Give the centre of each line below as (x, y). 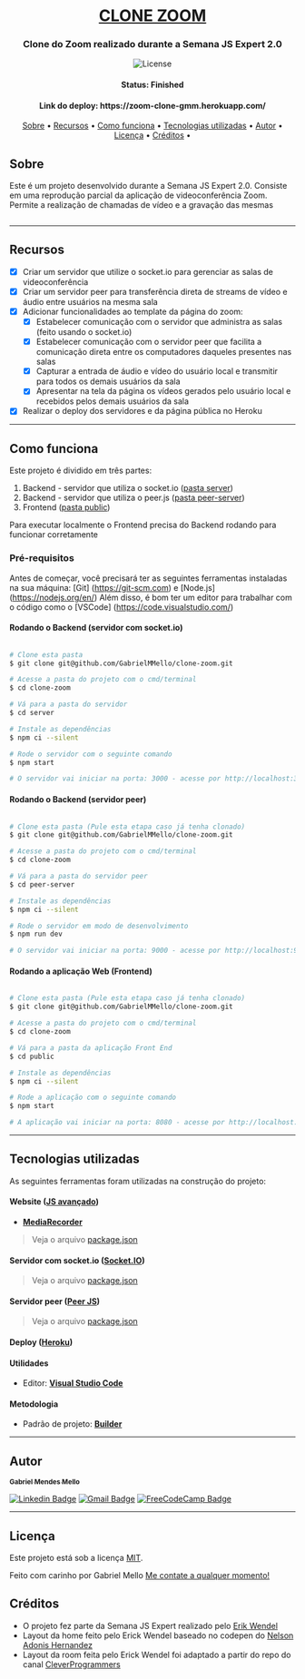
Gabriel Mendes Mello (44, 1482)
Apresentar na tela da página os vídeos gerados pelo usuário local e (163, 391)
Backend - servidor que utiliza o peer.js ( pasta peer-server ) (133, 498)
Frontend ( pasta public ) (66, 507)
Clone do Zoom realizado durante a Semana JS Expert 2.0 (152, 44)
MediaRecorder (53, 1222)
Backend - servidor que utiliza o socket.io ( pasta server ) (128, 488)
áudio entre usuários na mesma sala (90, 302)
